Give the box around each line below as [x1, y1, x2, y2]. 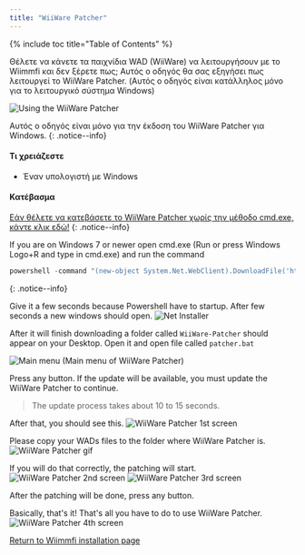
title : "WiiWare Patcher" [9, 13, 107, 23]
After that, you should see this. [9, 418, 124, 429]
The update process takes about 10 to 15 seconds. [31, 399, 221, 410]
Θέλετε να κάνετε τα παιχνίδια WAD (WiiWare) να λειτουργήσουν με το [9, 55, 280, 66]
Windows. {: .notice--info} [9, 129, 107, 141]
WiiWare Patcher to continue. [9, 382, 119, 393]
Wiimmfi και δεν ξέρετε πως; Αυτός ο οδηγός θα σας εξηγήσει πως [9, 66, 265, 76]
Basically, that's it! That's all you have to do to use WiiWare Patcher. [9, 507, 263, 519]
